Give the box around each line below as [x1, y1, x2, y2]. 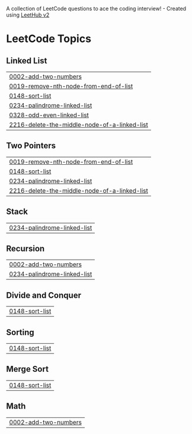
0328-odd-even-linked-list [9, 111, 89, 119]
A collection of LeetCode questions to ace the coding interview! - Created [6, 5, 187, 12]
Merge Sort [6, 364, 49, 374]
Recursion [6, 244, 45, 254]
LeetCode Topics [6, 32, 92, 46]
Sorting [6, 327, 34, 337]
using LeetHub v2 [6, 11, 50, 18]
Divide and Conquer [6, 290, 82, 300]
